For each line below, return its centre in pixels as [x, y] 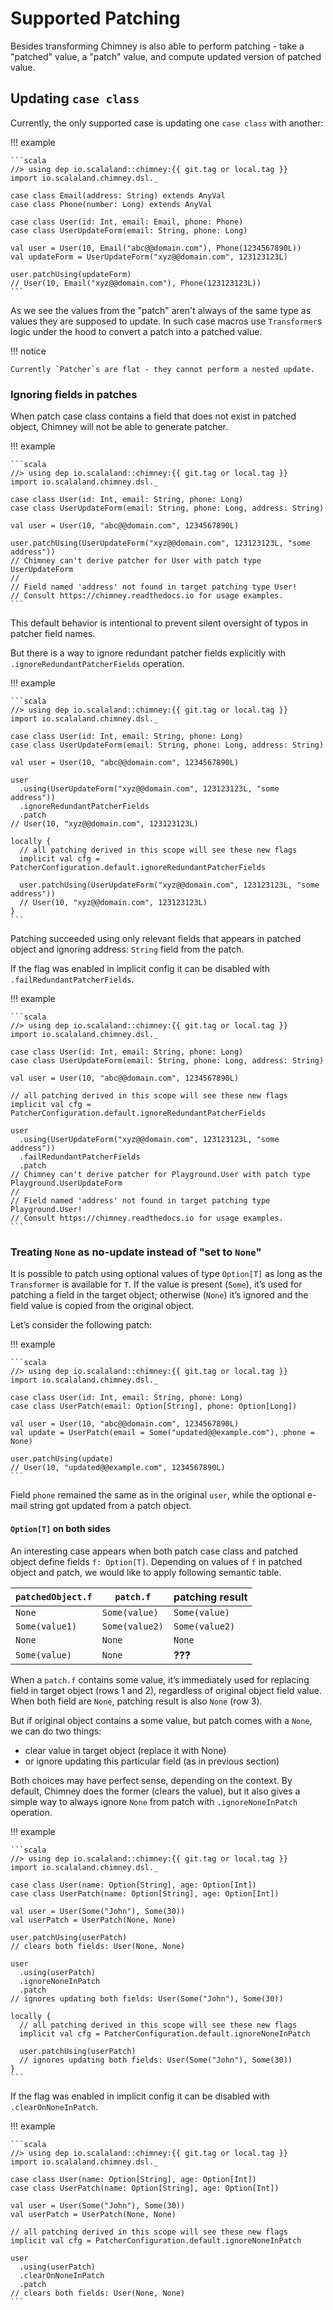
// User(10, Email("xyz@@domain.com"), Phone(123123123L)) [136, 283]
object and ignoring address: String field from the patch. [127, 949]
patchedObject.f [54, 1596]
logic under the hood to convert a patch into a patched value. [136, 331]
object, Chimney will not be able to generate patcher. [119, 427]
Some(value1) [46, 1626]
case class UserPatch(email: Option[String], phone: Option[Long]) [154, 1407]
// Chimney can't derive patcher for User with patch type [136, 561]
